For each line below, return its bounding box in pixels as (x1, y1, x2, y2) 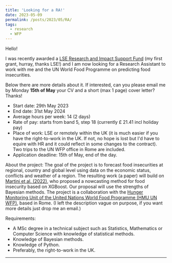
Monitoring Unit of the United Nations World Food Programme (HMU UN (5, 195, 157, 200)
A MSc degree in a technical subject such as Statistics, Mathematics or (12, 226, 163, 231)
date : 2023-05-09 (5, 12, 42, 17)
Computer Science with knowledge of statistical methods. (12, 231, 135, 237)
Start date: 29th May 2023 (12, 103, 69, 108)
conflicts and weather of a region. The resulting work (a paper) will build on (5, 173, 165, 179)
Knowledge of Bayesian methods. (12, 236, 84, 242)
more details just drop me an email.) (5, 205, 81, 211)
